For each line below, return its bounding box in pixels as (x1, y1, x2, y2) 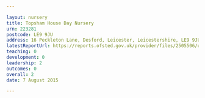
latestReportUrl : (6, 43, 51, 49)
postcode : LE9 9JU (6, 31, 53, 37)
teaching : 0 (6, 48, 37, 55)
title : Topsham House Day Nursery (6, 20, 95, 26)
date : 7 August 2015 (6, 77, 59, 83)
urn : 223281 (6, 26, 37, 32)
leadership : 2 (6, 59, 43, 66)
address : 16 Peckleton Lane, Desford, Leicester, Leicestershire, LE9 (6, 37, 190, 43)
